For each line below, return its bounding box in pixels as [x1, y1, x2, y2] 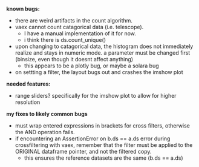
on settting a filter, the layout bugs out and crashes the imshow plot [15, 69, 183, 75]
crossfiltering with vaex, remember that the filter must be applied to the [15, 141, 193, 148]
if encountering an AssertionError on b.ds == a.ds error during [15, 135, 171, 142]
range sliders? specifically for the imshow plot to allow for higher [15, 92, 177, 99]
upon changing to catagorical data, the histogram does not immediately [15, 43, 194, 50]
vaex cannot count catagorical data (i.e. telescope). [15, 24, 144, 30]
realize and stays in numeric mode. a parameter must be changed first [15, 49, 191, 56]
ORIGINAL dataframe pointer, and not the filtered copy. [15, 148, 152, 155]
